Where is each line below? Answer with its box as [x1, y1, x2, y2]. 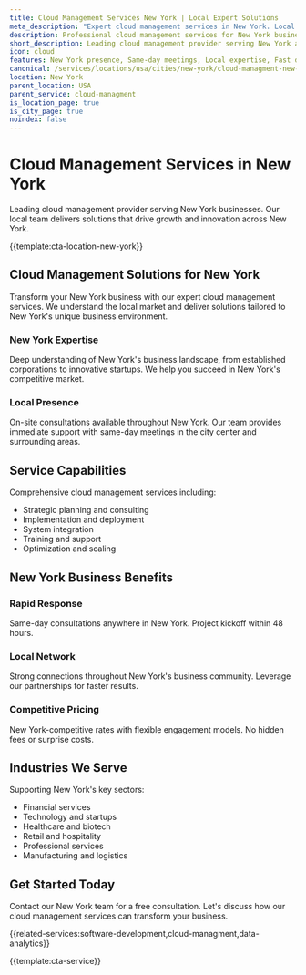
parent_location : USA [9, 81, 92, 90]
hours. [9, 627, 34, 638]
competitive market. [9, 374, 85, 385]
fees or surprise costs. [9, 734, 94, 744]
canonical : [9, 65, 51, 74]
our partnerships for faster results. [9, 681, 138, 692]
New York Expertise [9, 334, 99, 346]
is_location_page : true [9, 97, 100, 108]
